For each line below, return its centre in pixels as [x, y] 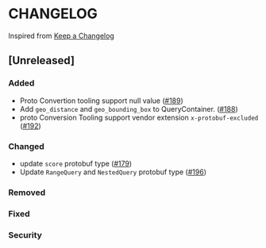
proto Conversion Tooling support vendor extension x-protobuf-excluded [139, 117]
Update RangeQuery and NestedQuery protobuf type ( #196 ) [113, 172]
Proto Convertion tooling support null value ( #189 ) [102, 101]
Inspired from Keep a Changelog [62, 36]
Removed [27, 193]
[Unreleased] [42, 61]
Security [25, 235]
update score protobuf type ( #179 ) [76, 163]
